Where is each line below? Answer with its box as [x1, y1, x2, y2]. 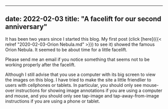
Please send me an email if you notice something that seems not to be [5, 56, 150, 62]
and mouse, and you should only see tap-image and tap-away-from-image [5, 92, 159, 98]
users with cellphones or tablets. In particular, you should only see [5, 82, 142, 88]
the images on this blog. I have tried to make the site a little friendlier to [5, 76, 151, 83]
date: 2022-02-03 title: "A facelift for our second [5, 15, 161, 23]
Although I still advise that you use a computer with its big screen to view [5, 71, 156, 77]
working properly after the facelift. [5, 61, 76, 68]
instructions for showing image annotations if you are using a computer [15, 87, 162, 93]
